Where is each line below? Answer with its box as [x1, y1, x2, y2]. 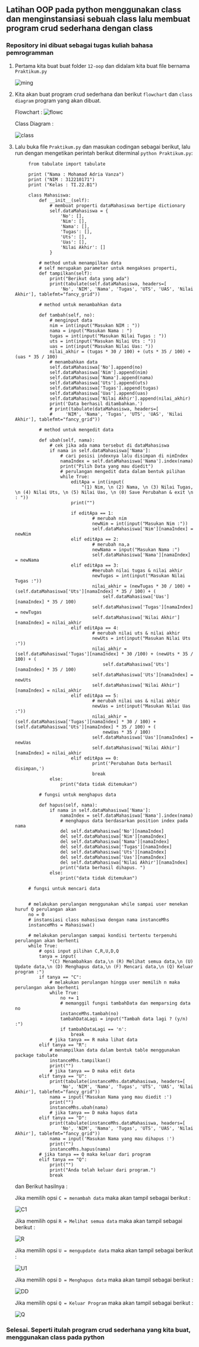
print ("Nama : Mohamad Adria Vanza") [28, 171, 125, 178]
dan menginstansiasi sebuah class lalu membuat [6, 14, 191, 24]
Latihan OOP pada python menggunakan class [6, 5, 182, 15]
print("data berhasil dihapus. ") [60, 864, 146, 870]
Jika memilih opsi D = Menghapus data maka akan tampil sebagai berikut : [14, 1276, 194, 1283]
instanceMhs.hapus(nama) [49, 1146, 111, 1152]
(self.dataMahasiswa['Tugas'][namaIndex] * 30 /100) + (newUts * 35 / [14, 651, 194, 657]
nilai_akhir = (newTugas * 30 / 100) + [91, 583, 191, 589]
